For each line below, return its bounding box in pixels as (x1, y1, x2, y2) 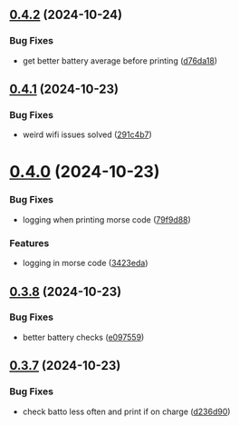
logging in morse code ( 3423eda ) (22, 258, 148, 269)
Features (9, 236, 50, 249)
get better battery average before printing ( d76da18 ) (22, 54, 218, 66)
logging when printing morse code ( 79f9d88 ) (22, 213, 192, 225)
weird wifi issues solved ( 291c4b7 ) (22, 129, 152, 140)
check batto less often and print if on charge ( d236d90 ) (22, 406, 231, 417)
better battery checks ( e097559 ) (22, 332, 145, 342)
